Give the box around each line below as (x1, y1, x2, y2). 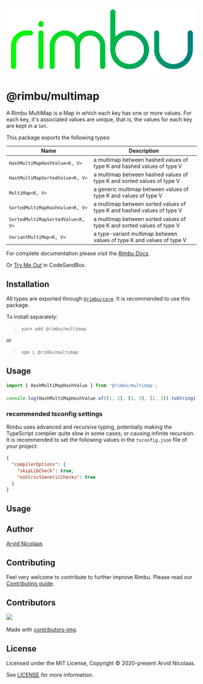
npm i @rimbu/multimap (21, 350, 79, 356)
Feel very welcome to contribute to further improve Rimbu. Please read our (6, 574, 193, 581)
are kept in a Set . (6, 122, 48, 129)
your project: (6, 443, 38, 450)
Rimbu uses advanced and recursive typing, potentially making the (6, 423, 172, 430)
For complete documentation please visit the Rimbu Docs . (6, 250, 150, 257)
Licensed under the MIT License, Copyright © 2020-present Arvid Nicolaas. (6, 659, 196, 666)
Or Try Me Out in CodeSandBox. (6, 261, 86, 269)
